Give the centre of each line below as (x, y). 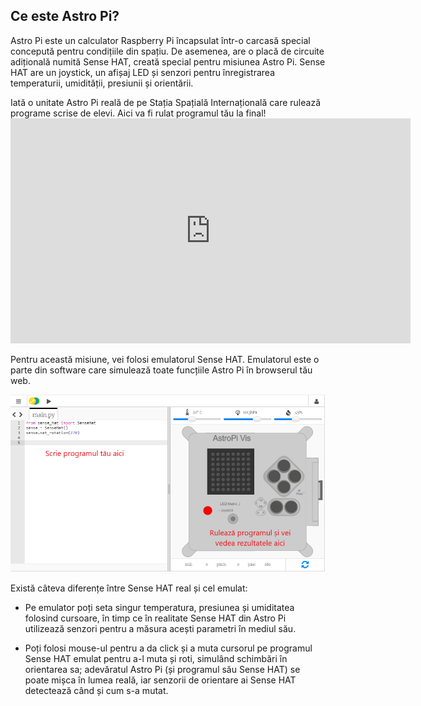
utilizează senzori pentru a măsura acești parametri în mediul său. (160, 629)
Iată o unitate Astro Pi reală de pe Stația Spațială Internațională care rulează (166, 102)
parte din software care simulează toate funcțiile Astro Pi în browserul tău (161, 370)
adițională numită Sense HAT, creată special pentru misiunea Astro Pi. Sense (168, 61)
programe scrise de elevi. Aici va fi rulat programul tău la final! (138, 113)
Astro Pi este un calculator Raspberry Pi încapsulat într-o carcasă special (160, 40)
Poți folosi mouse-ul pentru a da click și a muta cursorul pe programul (168, 648)
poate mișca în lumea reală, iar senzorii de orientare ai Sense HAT (160, 680)
